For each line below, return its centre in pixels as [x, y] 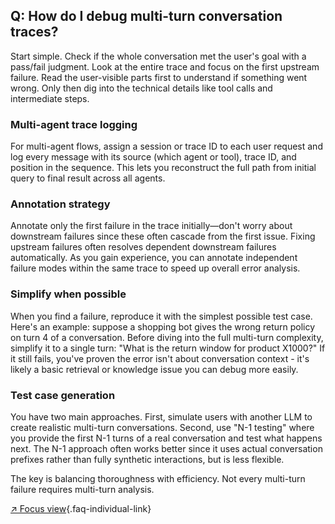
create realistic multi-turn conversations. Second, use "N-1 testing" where [162, 427]
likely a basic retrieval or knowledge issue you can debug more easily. [154, 369]
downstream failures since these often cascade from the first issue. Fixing [163, 236]
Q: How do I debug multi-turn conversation [146, 16]
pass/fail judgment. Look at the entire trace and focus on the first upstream [165, 66]
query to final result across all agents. [88, 178]
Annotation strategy [60, 204]
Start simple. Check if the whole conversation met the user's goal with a [158, 56]
